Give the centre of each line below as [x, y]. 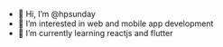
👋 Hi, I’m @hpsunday [57, 14]
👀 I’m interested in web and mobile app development [116, 23]
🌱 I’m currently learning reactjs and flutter [95, 33]
